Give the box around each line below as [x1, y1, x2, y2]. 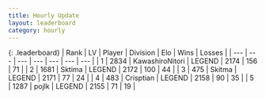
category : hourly [8, 26, 66, 34]
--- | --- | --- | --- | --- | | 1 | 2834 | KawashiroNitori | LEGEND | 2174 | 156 [17, 56, 258, 66]
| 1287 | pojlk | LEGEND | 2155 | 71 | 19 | [8, 82, 136, 91]
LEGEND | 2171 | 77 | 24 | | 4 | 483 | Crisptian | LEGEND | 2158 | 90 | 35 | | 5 [8, 73, 255, 83]
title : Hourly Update [8, 11, 80, 20]
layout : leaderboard [8, 19, 77, 27]
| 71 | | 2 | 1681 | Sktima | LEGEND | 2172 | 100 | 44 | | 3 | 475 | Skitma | [8, 65, 237, 74]
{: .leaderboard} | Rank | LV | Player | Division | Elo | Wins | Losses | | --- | [8, 48, 248, 58]
